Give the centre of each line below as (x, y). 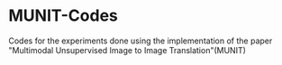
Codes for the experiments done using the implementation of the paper (141, 41)
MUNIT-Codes (64, 16)
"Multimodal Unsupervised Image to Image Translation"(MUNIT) (127, 50)
